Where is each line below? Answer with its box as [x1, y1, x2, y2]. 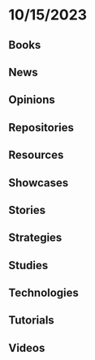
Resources [8, 148, 64, 162]
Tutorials [8, 314, 54, 328]
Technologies [8, 286, 80, 300]
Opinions [8, 93, 55, 107]
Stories [8, 203, 46, 216]
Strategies [8, 231, 63, 245]
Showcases [8, 176, 69, 190]
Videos [8, 341, 45, 354]
